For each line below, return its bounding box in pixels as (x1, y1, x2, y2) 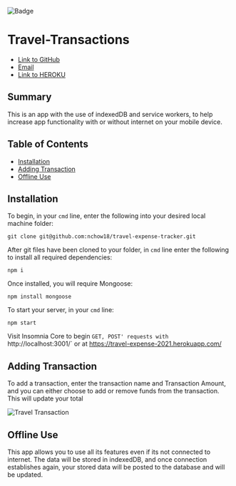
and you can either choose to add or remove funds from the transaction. (7, 387, 220, 395)
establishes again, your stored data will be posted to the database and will (7, 463, 225, 471)
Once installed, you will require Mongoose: (7, 279, 133, 288)
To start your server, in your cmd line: (7, 306, 114, 314)
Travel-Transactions (7, 32, 130, 48)
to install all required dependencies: (7, 253, 113, 262)
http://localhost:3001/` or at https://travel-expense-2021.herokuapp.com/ (7, 339, 222, 348)
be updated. (7, 470, 43, 479)
